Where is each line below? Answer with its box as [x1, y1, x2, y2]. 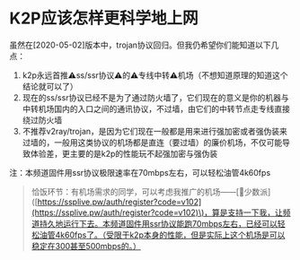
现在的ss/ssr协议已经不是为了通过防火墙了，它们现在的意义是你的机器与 [22, 91, 289, 103]
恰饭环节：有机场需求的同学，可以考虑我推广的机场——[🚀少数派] [31, 186, 271, 197]
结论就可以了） [22, 81, 78, 91]
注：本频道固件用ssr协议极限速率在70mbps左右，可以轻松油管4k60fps [9, 167, 271, 178]
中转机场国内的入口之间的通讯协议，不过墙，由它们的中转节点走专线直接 [22, 103, 290, 114]
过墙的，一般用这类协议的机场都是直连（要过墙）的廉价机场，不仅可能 [22, 136, 283, 148]
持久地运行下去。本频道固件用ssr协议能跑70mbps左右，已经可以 [39, 218, 278, 229]
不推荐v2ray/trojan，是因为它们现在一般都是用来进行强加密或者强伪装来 [22, 126, 287, 136]
